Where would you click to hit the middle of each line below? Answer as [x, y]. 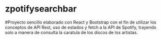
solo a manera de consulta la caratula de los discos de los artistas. [72, 32]
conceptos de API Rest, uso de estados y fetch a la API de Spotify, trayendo [81, 27]
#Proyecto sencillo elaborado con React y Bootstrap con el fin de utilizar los [81, 22]
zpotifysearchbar [41, 9]
